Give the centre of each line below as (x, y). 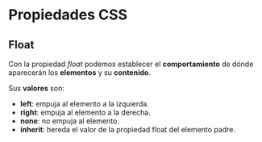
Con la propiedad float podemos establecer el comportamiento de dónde (131, 64)
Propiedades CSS (68, 15)
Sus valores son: (36, 88)
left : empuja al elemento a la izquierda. (84, 104)
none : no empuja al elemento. (69, 121)
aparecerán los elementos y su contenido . (80, 73)
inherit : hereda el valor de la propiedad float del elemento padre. (128, 129)
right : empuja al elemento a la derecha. (85, 112)
